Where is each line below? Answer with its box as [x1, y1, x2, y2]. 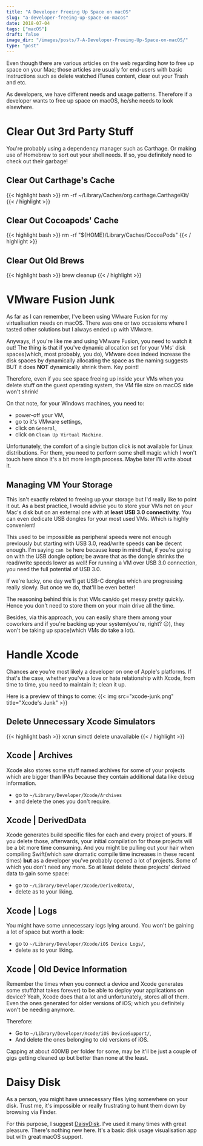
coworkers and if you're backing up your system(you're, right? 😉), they [6, 620, 185, 627]
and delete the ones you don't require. [15, 798, 111, 805]
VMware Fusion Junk [6, 293, 115, 307]
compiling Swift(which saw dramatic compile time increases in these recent [6, 850, 195, 858]
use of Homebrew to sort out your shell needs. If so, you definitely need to [6, 151, 192, 158]
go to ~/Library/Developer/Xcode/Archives [15, 791, 122, 798]
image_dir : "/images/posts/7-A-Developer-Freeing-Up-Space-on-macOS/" [6, 37, 188, 43]
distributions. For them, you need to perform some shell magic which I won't [6, 449, 197, 456]
